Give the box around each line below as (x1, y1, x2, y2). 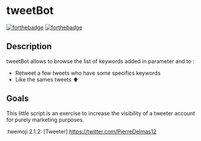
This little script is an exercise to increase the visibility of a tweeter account (6, 109, 196, 117)
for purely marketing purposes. (6, 116, 84, 123)
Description (6, 41, 52, 52)
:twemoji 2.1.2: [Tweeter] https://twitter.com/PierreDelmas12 (6, 128, 157, 135)
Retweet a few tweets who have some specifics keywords (15, 69, 161, 77)
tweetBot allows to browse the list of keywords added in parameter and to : (6, 57, 195, 64)
